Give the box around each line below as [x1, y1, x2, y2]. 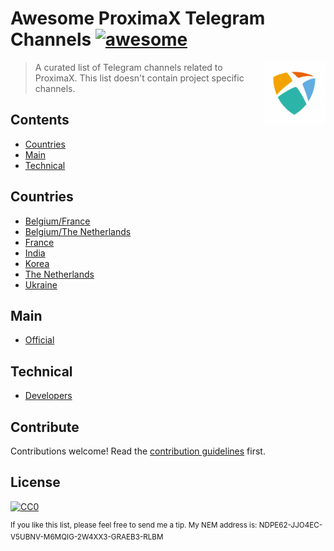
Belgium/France [24, 215, 91, 227]
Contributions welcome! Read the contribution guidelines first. [10, 445, 266, 457]
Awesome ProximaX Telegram [10, 7, 266, 30]
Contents [10, 112, 70, 129]
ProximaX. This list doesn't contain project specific [34, 72, 245, 84]
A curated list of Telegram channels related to [34, 61, 223, 73]
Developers [24, 390, 73, 402]
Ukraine [24, 278, 58, 291]
